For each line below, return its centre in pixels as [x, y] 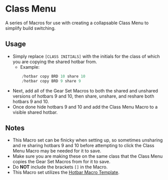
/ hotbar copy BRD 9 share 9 [51, 81]
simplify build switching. [30, 28]
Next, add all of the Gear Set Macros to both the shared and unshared [85, 91]
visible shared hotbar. [35, 112]
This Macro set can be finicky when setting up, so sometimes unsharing [88, 140]
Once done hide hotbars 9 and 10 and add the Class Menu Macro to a [85, 107]
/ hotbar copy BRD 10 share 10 [54, 76]
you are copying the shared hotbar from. [55, 62]
